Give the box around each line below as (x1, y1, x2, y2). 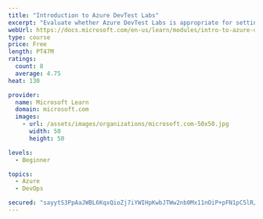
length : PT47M (8, 48, 55, 56)
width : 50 (28, 127, 61, 135)
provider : (8, 91, 41, 99)
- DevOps (15, 185, 44, 192)
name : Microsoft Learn (15, 99, 89, 106)
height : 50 (28, 135, 65, 142)
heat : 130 (8, 77, 41, 84)
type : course (8, 33, 51, 41)
